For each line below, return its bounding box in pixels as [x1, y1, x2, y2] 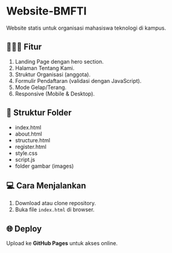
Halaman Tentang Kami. [14, 64, 75, 71]
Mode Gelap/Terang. [14, 84, 67, 91]
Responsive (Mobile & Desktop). [14, 90, 95, 97]
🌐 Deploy [6, 223, 42, 234]
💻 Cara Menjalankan [6, 180, 86, 191]
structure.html [14, 136, 50, 143]
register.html [14, 143, 46, 150]
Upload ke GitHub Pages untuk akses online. [6, 240, 118, 247]
